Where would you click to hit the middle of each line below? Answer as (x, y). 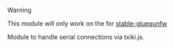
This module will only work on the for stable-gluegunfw (87, 23)
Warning (19, 10)
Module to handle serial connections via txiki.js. (76, 37)
